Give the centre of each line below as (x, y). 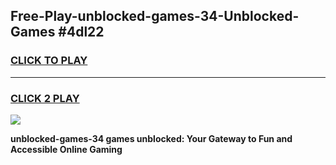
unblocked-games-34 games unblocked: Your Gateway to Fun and (151, 138)
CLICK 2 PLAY (45, 98)
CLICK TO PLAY (49, 61)
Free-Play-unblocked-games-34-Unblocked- (155, 16)
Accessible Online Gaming (66, 149)
